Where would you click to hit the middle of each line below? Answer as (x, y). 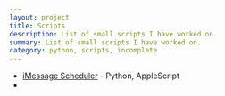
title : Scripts (37, 26)
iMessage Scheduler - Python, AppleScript (101, 76)
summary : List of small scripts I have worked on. (105, 42)
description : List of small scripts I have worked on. (113, 34)
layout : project (39, 17)
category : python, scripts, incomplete (83, 51)
